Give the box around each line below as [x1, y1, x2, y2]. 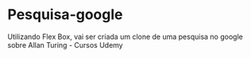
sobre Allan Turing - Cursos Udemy [7, 40, 124, 49]
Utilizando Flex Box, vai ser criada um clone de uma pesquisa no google [7, 32, 243, 41]
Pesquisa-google [7, 6, 123, 24]
